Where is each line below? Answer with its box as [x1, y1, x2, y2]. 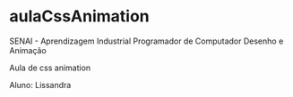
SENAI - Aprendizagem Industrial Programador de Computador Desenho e [9, 36, 284, 46]
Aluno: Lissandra [9, 79, 72, 90]
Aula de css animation [9, 62, 91, 73]
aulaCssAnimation [9, 6, 150, 27]
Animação [9, 44, 47, 55]
